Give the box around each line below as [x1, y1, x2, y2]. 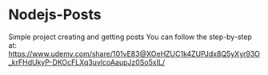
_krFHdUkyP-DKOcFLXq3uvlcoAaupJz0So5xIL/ [8, 57, 166, 67]
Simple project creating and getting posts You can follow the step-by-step [8, 32, 252, 41]
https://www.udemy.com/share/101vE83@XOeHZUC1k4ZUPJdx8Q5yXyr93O [8, 49, 261, 58]
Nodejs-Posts [8, 6, 102, 24]
